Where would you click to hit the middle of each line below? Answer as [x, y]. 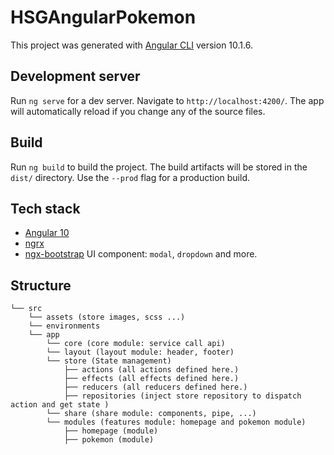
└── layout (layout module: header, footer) [140, 352]
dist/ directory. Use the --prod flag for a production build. [130, 177]
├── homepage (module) [111, 431]
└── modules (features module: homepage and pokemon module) [176, 422]
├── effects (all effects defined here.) [151, 379]
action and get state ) [60, 405]
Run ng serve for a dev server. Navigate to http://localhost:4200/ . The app [167, 100]
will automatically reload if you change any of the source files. [138, 111]
